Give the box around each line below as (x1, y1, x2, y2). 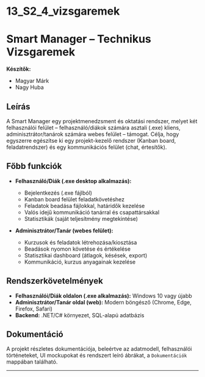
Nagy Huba (15, 84, 44, 91)
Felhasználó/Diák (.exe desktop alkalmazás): (15, 177, 132, 184)
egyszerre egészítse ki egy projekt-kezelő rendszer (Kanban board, (6, 137, 176, 144)
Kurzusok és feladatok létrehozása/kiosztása (24, 239, 137, 246)
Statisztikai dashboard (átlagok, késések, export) (24, 251, 148, 259)
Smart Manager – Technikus (6, 32, 151, 46)
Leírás (6, 101, 31, 112)
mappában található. (6, 358, 58, 365)
